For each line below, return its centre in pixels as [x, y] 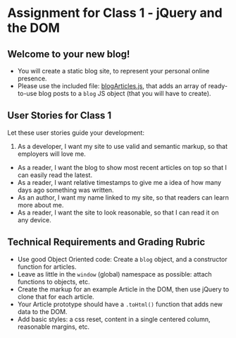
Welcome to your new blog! [69, 54]
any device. [34, 219]
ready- [218, 86]
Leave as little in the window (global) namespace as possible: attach [115, 274]
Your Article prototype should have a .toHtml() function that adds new [120, 304]
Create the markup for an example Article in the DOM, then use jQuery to [123, 289]
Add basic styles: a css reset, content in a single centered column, [114, 319]
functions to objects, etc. [54, 282]
